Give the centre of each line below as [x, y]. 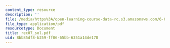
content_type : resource [30, 10]
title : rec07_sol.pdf [28, 33]
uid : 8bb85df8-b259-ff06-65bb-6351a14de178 [52, 38]
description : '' [22, 14]
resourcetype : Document [30, 28]
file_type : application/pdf [35, 24]
